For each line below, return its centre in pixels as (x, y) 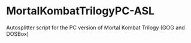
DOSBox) (17, 33)
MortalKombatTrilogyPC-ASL (80, 11)
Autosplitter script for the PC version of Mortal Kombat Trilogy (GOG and (96, 27)
